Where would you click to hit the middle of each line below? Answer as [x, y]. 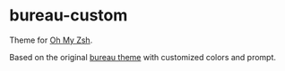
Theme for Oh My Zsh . [51, 40]
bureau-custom [69, 16]
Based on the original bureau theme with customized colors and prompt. [142, 57]
